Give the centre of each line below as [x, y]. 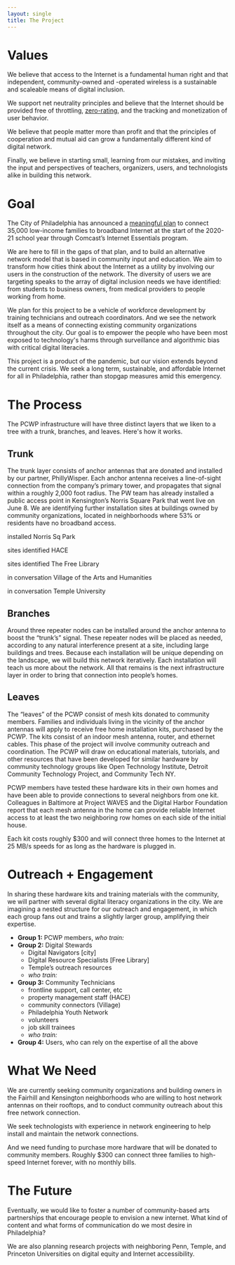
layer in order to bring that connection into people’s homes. [93, 675]
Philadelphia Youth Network [68, 1012]
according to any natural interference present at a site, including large [108, 645]
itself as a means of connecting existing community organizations [102, 325]
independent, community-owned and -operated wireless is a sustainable [112, 82]
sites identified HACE [38, 550]
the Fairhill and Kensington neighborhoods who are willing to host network [115, 1098]
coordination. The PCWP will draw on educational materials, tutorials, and [113, 751]
